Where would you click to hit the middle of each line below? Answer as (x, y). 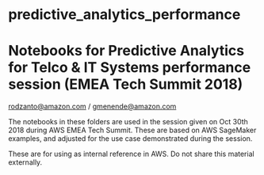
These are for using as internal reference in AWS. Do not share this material (132, 154)
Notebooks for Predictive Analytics (126, 51)
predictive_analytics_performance (124, 15)
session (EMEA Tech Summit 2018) (126, 84)
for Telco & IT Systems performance (130, 68)
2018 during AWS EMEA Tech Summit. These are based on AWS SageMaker (132, 130)
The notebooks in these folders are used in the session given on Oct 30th (128, 122)
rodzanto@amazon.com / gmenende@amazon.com (92, 107)
